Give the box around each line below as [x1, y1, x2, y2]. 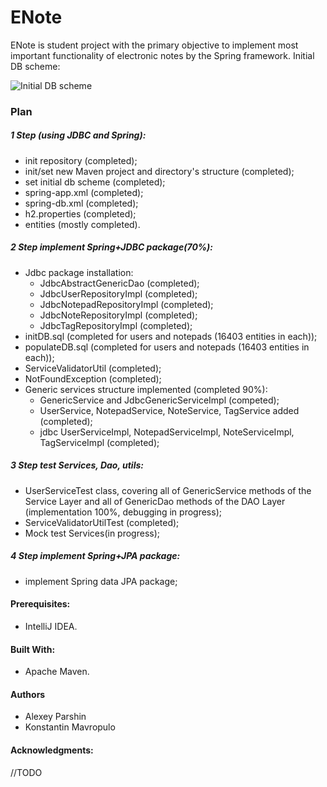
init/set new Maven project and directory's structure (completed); [24, 165, 295, 177]
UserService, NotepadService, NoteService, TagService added [39, 404, 300, 416]
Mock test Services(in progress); [24, 527, 161, 539]
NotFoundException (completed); [24, 372, 162, 385]
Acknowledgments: [10, 744, 94, 756]
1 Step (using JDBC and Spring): [10, 129, 147, 141]
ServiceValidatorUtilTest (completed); [24, 516, 180, 528]
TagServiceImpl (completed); [39, 436, 160, 448]
